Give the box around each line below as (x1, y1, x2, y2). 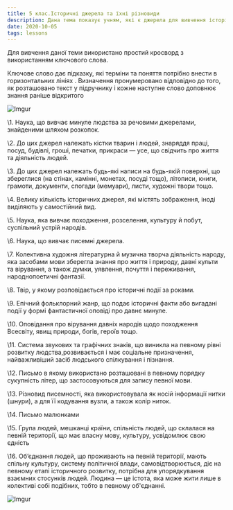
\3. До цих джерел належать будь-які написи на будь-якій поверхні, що (7, 167, 221, 175)
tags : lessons (7, 29, 49, 37)
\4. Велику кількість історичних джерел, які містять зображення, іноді (7, 195, 216, 204)
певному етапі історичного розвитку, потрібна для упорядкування (7, 467, 205, 475)
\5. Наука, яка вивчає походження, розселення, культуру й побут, (7, 216, 202, 225)
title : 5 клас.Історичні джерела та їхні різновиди (7, 10, 159, 17)
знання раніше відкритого (7, 91, 85, 100)
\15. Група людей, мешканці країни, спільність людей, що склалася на (7, 424, 215, 432)
